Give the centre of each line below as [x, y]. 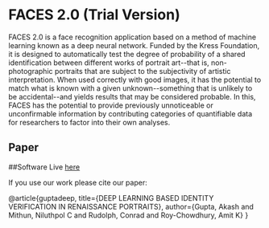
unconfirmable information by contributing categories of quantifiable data [130, 113]
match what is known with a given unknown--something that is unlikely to [130, 88]
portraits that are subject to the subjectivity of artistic [143, 71]
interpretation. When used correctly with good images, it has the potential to [135, 79]
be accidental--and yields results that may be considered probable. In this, [132, 96]
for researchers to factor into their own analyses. [89, 122]
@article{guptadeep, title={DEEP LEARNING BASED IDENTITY [111, 197]
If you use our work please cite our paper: [78, 182]
